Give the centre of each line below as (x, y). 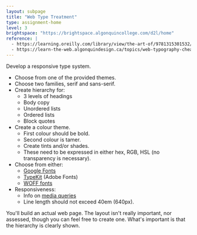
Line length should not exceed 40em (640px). (79, 202)
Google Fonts (40, 171)
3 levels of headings (48, 96)
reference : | (22, 39)
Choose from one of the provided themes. (65, 77)
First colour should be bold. (56, 133)
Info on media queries (50, 195)
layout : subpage (26, 11)
